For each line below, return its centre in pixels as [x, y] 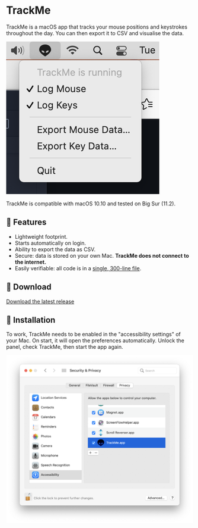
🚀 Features [26, 222]
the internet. [30, 262]
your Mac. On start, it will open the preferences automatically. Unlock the [95, 340]
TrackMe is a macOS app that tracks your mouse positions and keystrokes [97, 27]
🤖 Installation [31, 320]
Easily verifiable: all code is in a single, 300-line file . [78, 268]
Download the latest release [40, 301]
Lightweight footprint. [41, 236]
